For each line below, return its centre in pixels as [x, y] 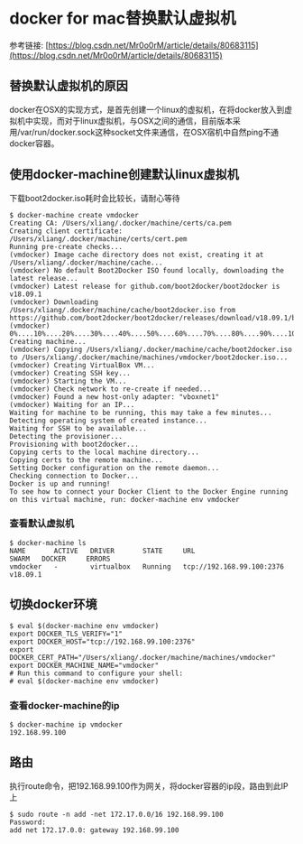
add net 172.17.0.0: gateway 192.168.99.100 [94, 830]
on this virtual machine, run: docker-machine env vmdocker [125, 499]
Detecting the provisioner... [66, 436]
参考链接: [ [29, 45]
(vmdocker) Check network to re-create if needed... [110, 389]
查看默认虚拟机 [42, 524]
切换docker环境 [53, 604]
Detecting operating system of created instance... [108, 421]
